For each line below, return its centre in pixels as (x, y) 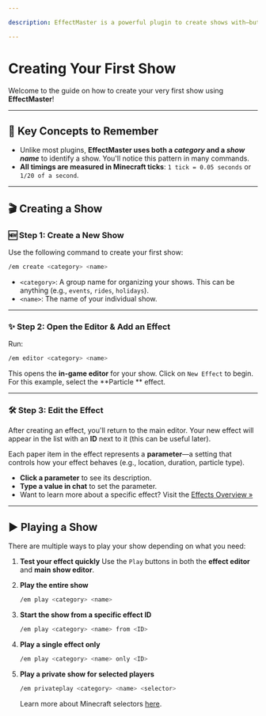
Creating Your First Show (92, 68)
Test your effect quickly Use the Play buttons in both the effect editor (135, 562)
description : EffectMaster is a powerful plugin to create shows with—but (134, 22)
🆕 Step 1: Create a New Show (66, 235)
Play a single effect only (60, 644)
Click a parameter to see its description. (85, 478)
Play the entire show (54, 585)
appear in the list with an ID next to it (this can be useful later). (110, 439)
